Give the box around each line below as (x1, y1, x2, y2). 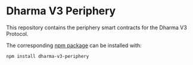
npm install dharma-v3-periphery (6, 53, 89, 59)
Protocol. (6, 30, 29, 37)
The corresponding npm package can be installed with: (6, 42, 142, 49)
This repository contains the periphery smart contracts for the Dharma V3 (6, 24, 188, 31)
